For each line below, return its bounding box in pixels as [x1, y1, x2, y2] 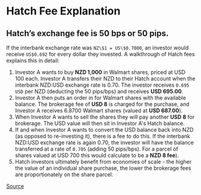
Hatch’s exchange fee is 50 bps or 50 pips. [6, 28, 169, 39]
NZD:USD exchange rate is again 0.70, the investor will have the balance [14, 139, 194, 146]
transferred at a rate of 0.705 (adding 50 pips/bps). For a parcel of [14, 146, 179, 152]
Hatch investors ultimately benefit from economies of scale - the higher [14, 158, 192, 165]
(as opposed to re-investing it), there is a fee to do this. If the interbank [14, 132, 191, 140]
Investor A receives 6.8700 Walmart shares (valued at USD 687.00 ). [14, 107, 183, 114]
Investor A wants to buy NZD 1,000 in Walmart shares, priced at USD [14, 69, 186, 76]
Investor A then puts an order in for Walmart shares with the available [14, 94, 186, 101]
